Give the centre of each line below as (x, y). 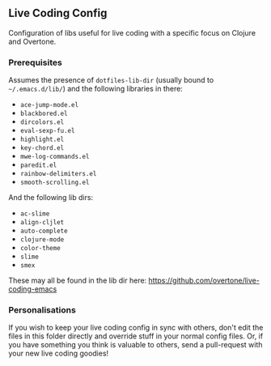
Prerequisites (35, 62)
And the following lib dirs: (51, 198)
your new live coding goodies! (59, 353)
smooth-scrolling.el (55, 183)
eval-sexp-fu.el (47, 131)
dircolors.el (42, 122)
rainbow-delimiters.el (58, 174)
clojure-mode (42, 240)
